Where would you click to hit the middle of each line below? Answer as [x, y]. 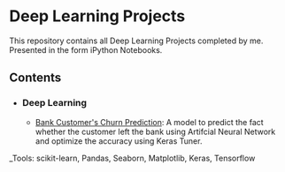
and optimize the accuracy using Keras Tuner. [119, 141]
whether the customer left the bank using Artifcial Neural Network [155, 131]
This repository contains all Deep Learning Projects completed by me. [136, 41]
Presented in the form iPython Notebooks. [86, 49]
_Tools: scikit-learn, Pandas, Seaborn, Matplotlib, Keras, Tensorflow [132, 158]
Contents [35, 78]
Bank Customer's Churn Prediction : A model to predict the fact [149, 122]
